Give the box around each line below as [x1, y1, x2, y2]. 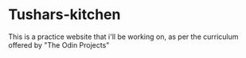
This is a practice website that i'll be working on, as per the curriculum [8, 32, 239, 41]
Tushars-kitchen [8, 6, 121, 24]
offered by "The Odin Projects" [8, 40, 110, 49]
